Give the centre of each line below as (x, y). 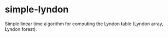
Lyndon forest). (21, 29)
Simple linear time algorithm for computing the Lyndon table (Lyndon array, (84, 24)
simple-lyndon (37, 10)
